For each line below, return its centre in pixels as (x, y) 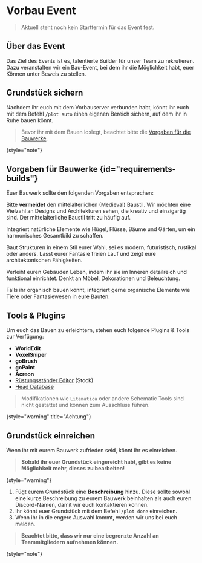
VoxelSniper (31, 355)
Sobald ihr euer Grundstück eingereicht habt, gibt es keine (96, 462)
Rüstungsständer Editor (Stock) (54, 380)
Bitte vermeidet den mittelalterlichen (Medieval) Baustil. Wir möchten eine (99, 205)
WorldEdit (28, 348)
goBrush (26, 361)
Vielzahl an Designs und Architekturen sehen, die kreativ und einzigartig (96, 211)
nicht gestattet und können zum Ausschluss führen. (85, 405)
